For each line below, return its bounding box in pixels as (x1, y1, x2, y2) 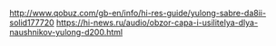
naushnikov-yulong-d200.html (9, 27, 123, 37)
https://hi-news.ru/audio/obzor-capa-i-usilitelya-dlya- (55, 17, 259, 28)
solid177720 (9, 17, 54, 28)
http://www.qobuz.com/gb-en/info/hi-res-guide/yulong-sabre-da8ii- (9, 8, 266, 18)
